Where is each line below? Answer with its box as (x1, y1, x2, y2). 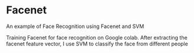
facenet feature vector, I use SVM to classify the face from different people (6, 40, 189, 47)
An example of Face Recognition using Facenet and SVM (6, 23, 144, 30)
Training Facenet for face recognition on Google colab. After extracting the (6, 34, 188, 41)
